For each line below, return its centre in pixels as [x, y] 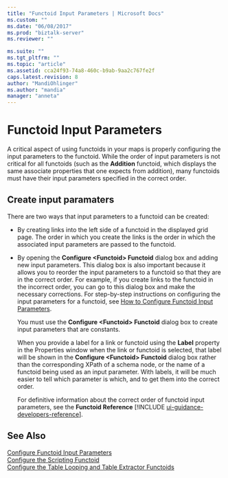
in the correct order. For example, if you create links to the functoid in [115, 280]
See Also [26, 436]
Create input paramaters [61, 200]
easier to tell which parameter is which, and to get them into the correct [118, 379]
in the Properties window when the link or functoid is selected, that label [119, 350]
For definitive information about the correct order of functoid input [111, 400]
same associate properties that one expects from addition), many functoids [113, 171]
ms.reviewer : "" [30, 39]
